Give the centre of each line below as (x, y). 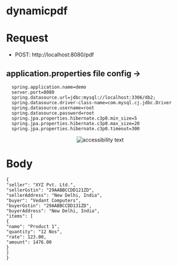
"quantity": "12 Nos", (34, 231)
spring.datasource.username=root (53, 108)
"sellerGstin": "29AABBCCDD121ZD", (50, 190)
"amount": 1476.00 (29, 242)
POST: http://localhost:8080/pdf (54, 55)
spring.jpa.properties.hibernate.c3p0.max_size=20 (76, 123)
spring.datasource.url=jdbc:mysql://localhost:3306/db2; (84, 97)
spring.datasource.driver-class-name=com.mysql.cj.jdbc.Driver (91, 102)
